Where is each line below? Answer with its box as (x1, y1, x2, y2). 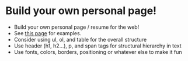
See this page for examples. (13, 29, 82, 36)
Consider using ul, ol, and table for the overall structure (13, 36, 147, 43)
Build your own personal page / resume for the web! (13, 23, 140, 30)
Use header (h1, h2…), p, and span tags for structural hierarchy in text (13, 42, 182, 49)
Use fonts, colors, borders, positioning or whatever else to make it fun (13, 48, 182, 55)
